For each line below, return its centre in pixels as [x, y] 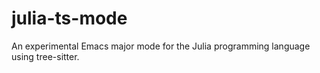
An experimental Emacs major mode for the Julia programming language [161, 46]
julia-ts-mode [69, 18]
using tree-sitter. [45, 56]
